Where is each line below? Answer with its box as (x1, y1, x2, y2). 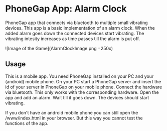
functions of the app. (5, 120, 49, 126)
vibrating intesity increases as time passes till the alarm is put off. (5, 36, 140, 42)
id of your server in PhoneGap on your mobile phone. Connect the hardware (5, 84, 162, 90)
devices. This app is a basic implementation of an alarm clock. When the (5, 25, 155, 31)
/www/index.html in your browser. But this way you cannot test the (5, 115, 143, 121)
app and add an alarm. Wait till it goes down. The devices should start (5, 94, 149, 100)
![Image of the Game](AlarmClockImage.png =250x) (5, 45, 113, 51)
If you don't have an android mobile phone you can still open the (5, 109, 138, 115)
